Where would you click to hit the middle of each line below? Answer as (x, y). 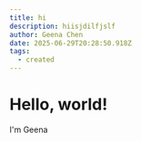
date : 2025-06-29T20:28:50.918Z (70, 43)
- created (36, 60)
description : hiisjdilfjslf (63, 26)
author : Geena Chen (46, 34)
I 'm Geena (29, 129)
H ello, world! (59, 104)
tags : (20, 52)
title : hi (28, 18)
